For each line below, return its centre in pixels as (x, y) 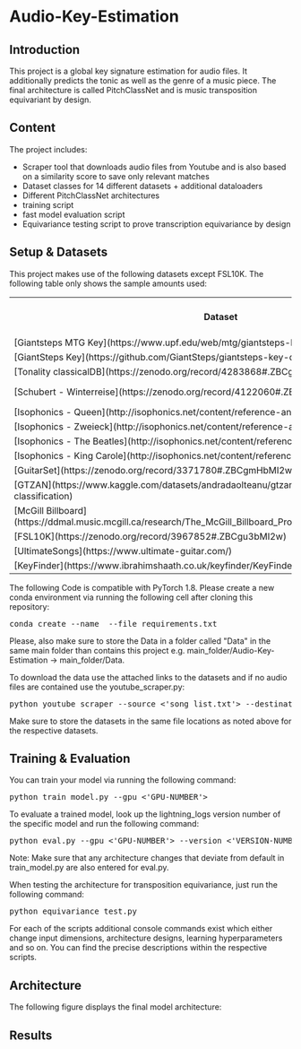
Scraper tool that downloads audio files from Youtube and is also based (154, 167)
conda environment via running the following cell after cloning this (131, 597)
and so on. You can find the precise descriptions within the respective (138, 948)
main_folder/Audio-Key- (231, 650)
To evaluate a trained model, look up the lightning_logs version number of (145, 814)
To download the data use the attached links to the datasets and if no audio (148, 677)
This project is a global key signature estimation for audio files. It (129, 71)
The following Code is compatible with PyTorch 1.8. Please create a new (142, 587)
